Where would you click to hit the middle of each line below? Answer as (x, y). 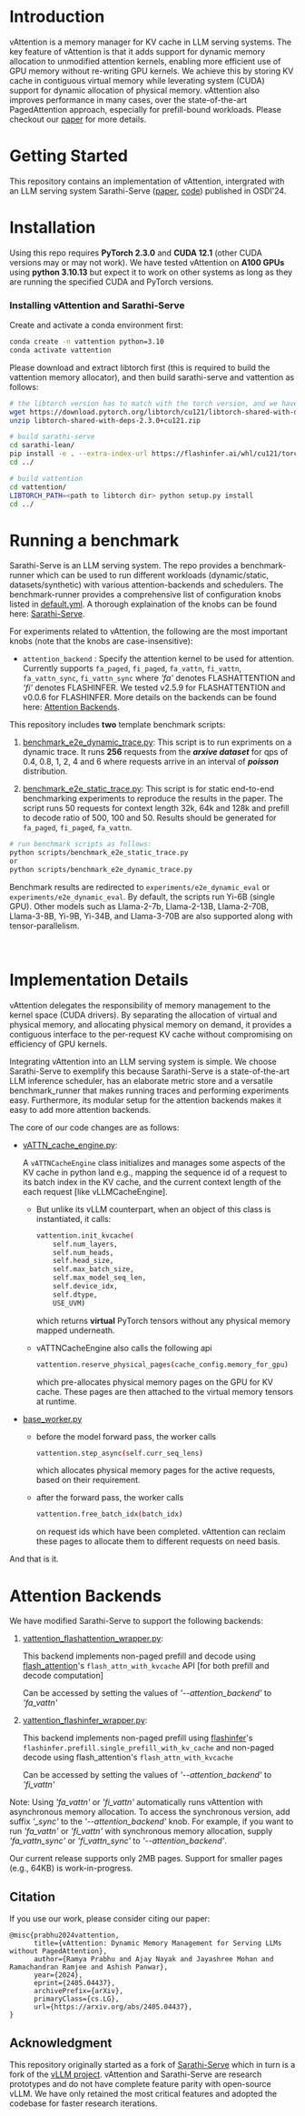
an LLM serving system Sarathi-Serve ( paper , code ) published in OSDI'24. (148, 191)
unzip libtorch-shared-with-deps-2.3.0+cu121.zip (105, 420)
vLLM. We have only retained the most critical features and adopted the (143, 2093)
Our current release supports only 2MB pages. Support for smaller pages (146, 1859)
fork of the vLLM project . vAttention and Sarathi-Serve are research (136, 2074)
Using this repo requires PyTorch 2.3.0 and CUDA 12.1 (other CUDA (136, 253)
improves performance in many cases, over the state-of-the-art (128, 100)
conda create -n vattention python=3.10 (87, 342)
